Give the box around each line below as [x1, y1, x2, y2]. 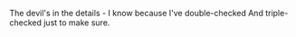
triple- [265, 8, 289, 18]
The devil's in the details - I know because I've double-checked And [9, 8, 264, 18]
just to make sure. [43, 17, 110, 28]
